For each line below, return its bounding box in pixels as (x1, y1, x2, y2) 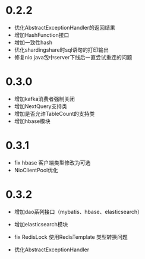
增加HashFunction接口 (14, 31, 70, 39)
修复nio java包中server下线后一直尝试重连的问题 (14, 53, 133, 61)
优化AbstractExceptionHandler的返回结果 (14, 24, 115, 31)
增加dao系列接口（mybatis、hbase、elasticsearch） (14, 208, 143, 215)
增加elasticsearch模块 (14, 220, 68, 228)
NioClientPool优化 (14, 166, 59, 173)
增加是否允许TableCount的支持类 (14, 110, 95, 117)
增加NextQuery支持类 (14, 102, 68, 110)
